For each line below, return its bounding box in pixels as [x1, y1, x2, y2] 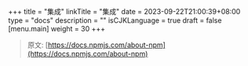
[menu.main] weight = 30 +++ [8, 24, 106, 33]
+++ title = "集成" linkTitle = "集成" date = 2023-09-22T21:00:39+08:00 [8, 7, 241, 16]
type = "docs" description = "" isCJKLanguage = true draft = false [8, 16, 222, 25]
